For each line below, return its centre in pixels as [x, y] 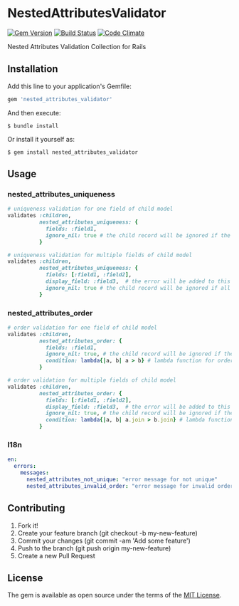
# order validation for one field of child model [83, 328]
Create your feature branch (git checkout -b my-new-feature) [107, 533]
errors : [25, 466]
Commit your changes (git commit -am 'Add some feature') [104, 540]
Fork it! [28, 526]
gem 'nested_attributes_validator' [60, 99]
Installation [33, 69]
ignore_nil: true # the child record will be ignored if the [138, 235]
